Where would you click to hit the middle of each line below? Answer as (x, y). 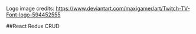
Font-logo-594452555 (33, 15)
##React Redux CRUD (33, 26)
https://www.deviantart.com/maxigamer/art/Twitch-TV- (123, 8)
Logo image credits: (30, 8)
